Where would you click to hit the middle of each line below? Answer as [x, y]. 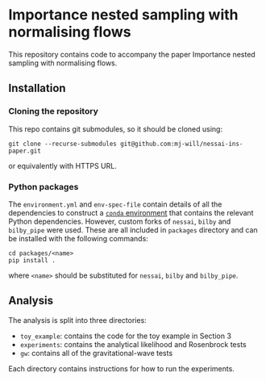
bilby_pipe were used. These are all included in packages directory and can [133, 230]
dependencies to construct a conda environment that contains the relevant [131, 212]
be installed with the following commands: [79, 238]
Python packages [44, 186]
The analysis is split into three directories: [77, 320]
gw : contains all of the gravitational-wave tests [96, 353]
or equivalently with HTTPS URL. [62, 165]
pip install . [32, 260]
